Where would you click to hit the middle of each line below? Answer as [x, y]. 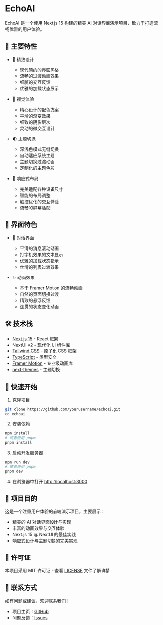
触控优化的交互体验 [39, 201]
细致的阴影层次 [35, 122]
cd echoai [15, 414]
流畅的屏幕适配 [35, 208]
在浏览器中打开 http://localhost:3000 [50, 482]
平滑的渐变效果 [35, 116]
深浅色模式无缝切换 [39, 149]
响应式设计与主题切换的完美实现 [45, 541]
